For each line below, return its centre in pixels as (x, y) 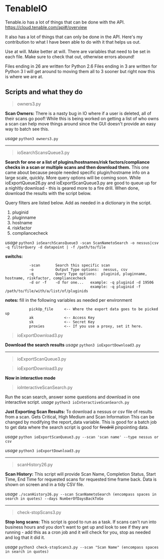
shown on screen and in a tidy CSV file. (45, 484)
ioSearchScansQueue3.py (43, 152)
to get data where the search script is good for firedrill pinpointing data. (77, 427)
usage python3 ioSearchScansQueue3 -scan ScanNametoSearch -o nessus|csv (82, 243)
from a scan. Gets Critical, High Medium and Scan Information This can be (80, 416)
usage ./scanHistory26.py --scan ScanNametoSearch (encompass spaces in (81, 494)
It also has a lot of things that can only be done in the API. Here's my (74, 37)
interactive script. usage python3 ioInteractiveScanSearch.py (67, 402)
